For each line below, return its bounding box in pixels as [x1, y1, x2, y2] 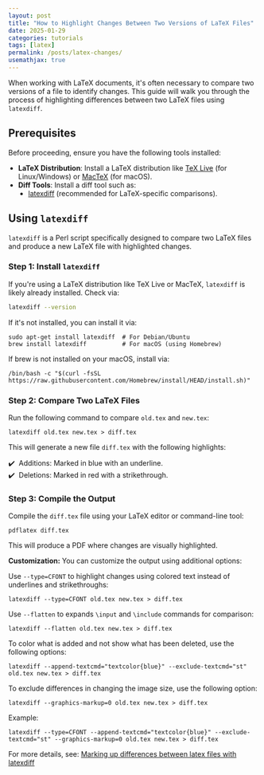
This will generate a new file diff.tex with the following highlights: [8, 442, 227, 451]
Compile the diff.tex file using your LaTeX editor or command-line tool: [8, 511, 244, 521]
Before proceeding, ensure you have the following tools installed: [8, 148, 221, 157]
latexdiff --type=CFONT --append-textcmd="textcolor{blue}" [8, 729, 212, 737]
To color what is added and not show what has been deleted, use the [8, 639, 235, 648]
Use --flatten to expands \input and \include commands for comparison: [8, 609, 254, 619]
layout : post [8, 11, 52, 20]
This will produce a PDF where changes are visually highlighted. [8, 541, 218, 550]
